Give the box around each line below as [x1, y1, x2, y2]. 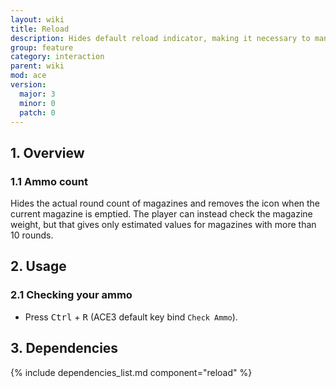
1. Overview [10, 144, 85, 161]
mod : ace [10, 71, 47, 81]
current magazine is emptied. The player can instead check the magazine [10, 208, 313, 220]
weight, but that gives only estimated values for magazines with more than [10, 219, 317, 231]
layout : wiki [10, 14, 65, 25]
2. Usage [10, 258, 67, 275]
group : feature [10, 42, 74, 53]
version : [10, 80, 47, 90]
